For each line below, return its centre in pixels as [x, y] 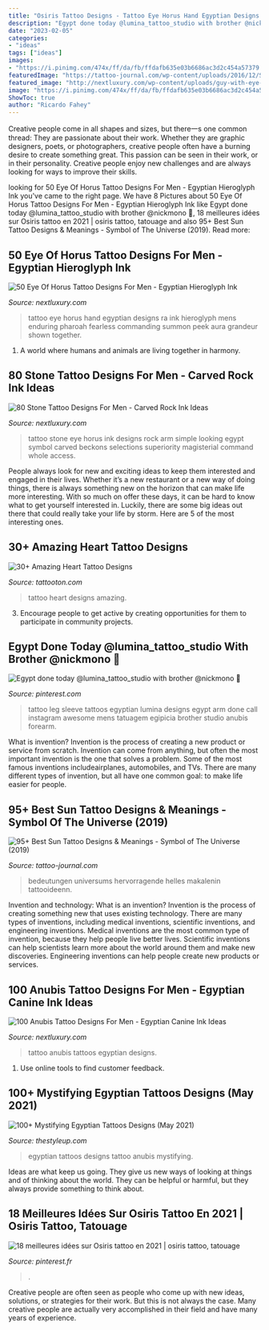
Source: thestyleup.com [48, 1140]
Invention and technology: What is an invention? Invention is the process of [132, 905]
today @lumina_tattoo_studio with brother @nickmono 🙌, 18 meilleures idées [134, 213]
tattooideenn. [50, 890]
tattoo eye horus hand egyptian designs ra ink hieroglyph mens [132, 318]
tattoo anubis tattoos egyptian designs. [92, 1053]
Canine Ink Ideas [51, 1002]
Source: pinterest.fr [40, 1261]
